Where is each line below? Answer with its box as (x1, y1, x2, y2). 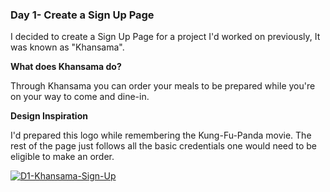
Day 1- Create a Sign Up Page (10, 8, 155, 22)
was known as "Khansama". (10, 41, 125, 53)
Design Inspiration (10, 110, 88, 122)
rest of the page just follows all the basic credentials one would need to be (10, 140, 318, 152)
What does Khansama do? (10, 61, 122, 73)
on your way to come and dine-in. (10, 91, 150, 103)
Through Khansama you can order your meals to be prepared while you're (10, 80, 316, 92)
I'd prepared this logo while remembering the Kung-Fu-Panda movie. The (10, 129, 312, 142)
